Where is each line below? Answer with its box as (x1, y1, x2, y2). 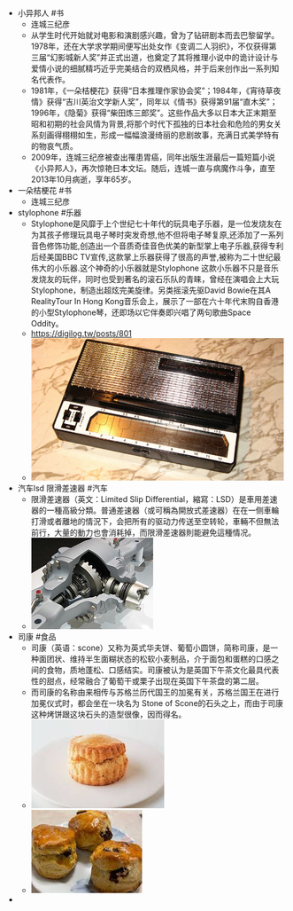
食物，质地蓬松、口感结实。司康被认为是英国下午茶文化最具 (46, 664, 264, 675)
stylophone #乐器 (17, 208, 82, 217)
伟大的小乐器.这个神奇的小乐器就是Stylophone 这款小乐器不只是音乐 (30, 263, 279, 273)
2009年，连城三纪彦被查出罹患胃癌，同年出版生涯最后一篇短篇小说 (30, 152, 276, 162)
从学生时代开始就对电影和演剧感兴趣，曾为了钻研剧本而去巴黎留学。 (30, 30, 280, 40)
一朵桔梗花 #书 (17, 185, 73, 195)
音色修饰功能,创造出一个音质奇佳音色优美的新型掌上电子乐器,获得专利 (30, 240, 284, 251)
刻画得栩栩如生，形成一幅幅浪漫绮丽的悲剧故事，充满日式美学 (38, 130, 264, 140)
